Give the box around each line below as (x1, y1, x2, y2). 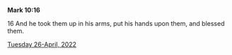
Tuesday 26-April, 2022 (7, 40, 76, 48)
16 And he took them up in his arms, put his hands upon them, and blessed (7, 19, 225, 27)
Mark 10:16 (7, 6, 40, 14)
